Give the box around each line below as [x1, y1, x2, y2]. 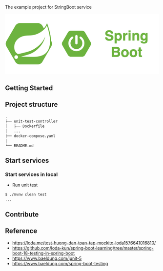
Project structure [5, 100, 58, 109]
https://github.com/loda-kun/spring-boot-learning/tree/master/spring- [12, 245, 154, 251]
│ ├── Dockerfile [5, 124, 45, 129]
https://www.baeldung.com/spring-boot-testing [12, 260, 108, 266]
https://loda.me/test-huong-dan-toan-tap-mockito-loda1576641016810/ [12, 240, 156, 246]
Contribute [5, 210, 39, 218]
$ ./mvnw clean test [5, 192, 47, 197]
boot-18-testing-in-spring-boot [12, 250, 75, 256]
